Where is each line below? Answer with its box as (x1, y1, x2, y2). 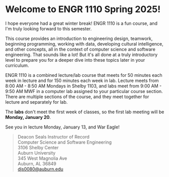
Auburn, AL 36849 (17, 160, 57, 166)
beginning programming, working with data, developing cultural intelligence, (5, 40, 164, 47)
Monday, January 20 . (5, 114, 51, 120)
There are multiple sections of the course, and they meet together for (5, 94, 149, 100)
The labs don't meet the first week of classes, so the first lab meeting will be (5, 109, 164, 115)
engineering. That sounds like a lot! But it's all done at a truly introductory (5, 52, 158, 58)
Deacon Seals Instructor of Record (17, 134, 90, 140)
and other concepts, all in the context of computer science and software (5, 46, 155, 52)
